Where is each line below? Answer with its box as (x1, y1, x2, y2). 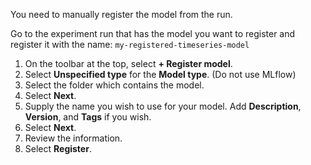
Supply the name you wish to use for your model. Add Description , (24, 100, 302, 112)
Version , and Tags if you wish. (24, 111, 152, 123)
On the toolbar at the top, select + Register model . (24, 58, 233, 69)
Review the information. (24, 132, 123, 144)
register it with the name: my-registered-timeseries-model (10, 39, 250, 50)
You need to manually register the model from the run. (10, 9, 233, 20)
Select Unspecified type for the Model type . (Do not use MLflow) (24, 69, 297, 80)
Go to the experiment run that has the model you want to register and (10, 28, 296, 39)
